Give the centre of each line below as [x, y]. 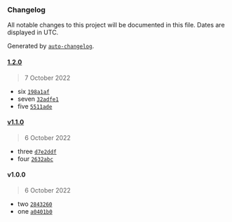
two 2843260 [35, 204]
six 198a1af [34, 91]
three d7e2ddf [37, 151]
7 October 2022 [47, 78]
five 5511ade [35, 106]
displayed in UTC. [33, 32]
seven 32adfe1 [38, 99]
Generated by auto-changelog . [51, 46]
